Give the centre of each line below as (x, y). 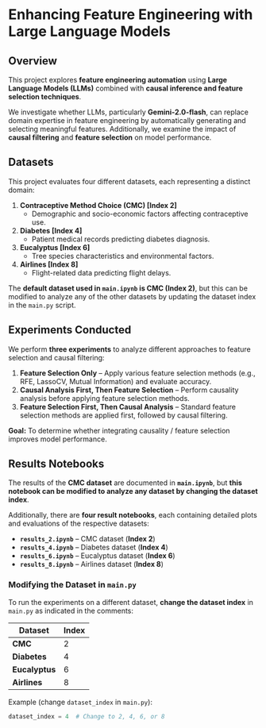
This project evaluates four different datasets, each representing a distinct (129, 181)
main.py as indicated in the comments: (71, 611)
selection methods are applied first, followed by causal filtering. (123, 415)
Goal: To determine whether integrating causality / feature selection (119, 430)
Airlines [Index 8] (49, 264)
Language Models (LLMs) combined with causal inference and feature (126, 88)
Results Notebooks (56, 464)
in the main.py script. (42, 305)
